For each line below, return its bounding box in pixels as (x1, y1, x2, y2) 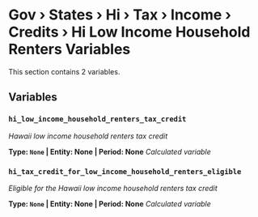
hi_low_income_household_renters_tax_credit (8, 115, 187, 124)
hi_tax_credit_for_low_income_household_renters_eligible (8, 167, 242, 176)
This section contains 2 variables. (8, 66, 121, 76)
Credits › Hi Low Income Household (8, 23, 251, 41)
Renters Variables (8, 40, 131, 58)
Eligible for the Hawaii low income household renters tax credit (8, 183, 218, 193)
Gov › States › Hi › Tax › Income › (8, 6, 232, 24)
